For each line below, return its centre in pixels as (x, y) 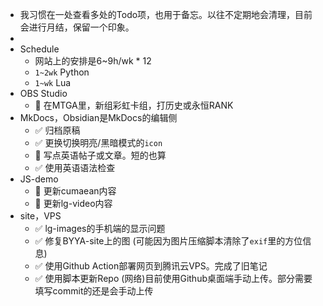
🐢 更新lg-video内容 (73, 203)
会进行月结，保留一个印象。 (77, 27)
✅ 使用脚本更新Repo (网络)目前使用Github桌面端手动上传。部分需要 (173, 278)
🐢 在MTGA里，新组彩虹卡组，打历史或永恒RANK (134, 105)
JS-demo (39, 179)
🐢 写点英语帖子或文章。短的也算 (100, 155)
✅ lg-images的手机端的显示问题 (100, 228)
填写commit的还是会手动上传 (94, 291)
